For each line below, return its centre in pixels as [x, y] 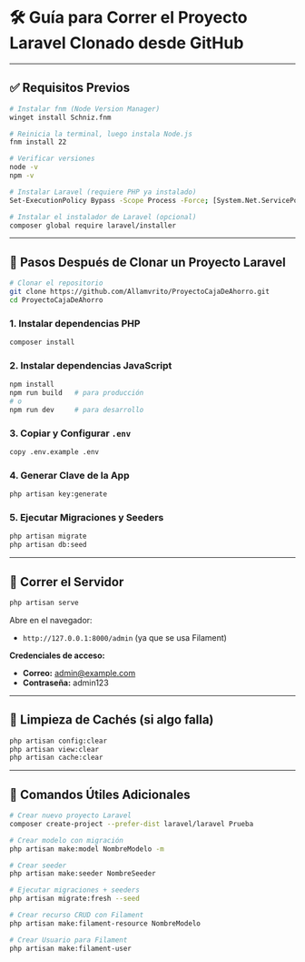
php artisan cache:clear [56, 758]
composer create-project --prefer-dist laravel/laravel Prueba [132, 824]
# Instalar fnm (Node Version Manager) [85, 109]
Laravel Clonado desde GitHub [127, 43]
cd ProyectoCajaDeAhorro [56, 300]
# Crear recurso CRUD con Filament [77, 916]
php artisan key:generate [58, 494]
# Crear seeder [38, 866]
